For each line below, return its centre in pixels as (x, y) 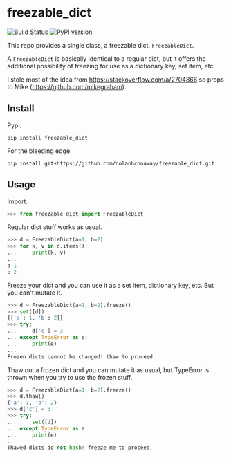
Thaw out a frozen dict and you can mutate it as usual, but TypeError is (108, 370)
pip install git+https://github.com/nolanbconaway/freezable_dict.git (111, 163)
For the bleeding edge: (39, 151)
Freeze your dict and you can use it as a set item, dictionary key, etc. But (111, 285)
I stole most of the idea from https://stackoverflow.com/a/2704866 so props (116, 79)
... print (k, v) (37, 253)
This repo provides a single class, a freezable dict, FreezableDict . (101, 45)
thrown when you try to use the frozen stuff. (70, 377)
